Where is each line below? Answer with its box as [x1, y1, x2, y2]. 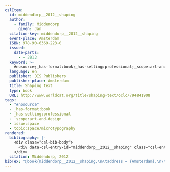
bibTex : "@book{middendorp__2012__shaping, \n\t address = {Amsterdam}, [5, 159, 157, 164]
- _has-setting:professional [9, 111, 71, 117]
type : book [9, 88, 32, 93]
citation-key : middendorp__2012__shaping [9, 31, 98, 36]
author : [9, 17, 26, 22]
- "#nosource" [9, 102, 39, 107]
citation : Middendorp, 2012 [9, 154, 69, 159]
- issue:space [9, 121, 39, 126]
